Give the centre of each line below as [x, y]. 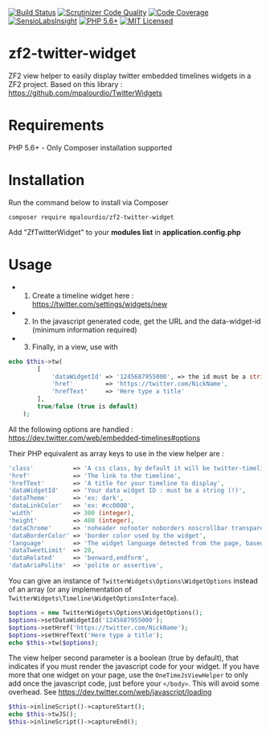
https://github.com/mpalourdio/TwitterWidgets [86, 93]
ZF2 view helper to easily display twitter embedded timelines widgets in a [130, 76]
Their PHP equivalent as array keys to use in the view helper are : [116, 453]
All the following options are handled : [71, 429]
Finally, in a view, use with [75, 347]
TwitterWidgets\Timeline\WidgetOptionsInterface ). [94, 598]
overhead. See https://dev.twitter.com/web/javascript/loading [110, 692]
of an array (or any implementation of [70, 589]
